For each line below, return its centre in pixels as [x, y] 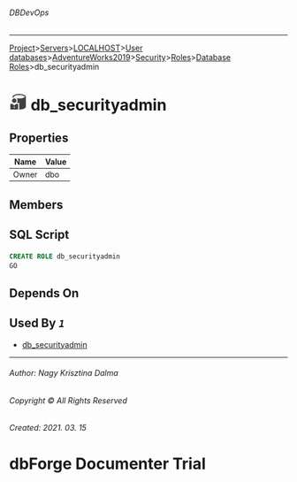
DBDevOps [29, 12]
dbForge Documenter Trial [107, 463]
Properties [39, 138]
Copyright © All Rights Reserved [69, 400]
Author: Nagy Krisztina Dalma [64, 373]
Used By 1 [37, 323]
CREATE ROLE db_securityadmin [65, 256]
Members [36, 205]
